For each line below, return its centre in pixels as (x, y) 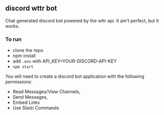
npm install (24, 56)
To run (13, 39)
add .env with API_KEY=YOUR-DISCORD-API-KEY (64, 61)
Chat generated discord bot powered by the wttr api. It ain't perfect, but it (82, 20)
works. (12, 26)
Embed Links (26, 103)
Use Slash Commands (36, 108)
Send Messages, (30, 97)
